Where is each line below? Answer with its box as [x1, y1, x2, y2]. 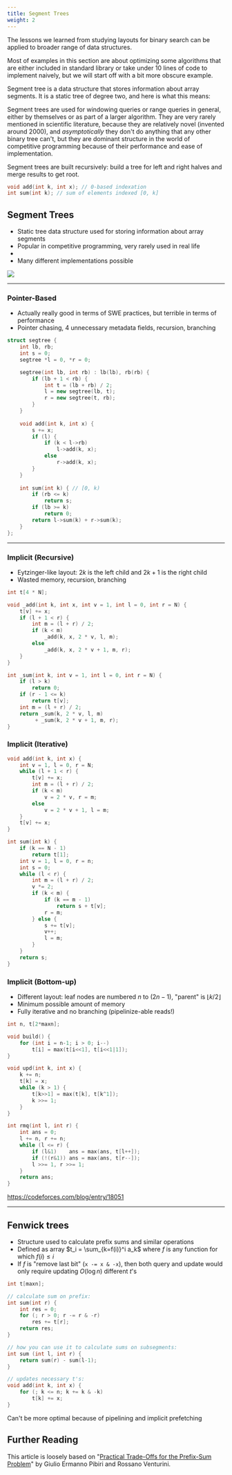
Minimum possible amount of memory [17, 1000, 126, 1008]
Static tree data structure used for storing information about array [17, 228, 204, 236]
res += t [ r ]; [32, 1319, 70, 1326]
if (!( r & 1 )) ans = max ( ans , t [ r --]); [32, 1154, 141, 1162]
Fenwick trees [7, 1219, 69, 1231]
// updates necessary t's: [7, 1375, 85, 1383]
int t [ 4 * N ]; [7, 588, 48, 595]
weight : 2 [7, 17, 36, 24]
